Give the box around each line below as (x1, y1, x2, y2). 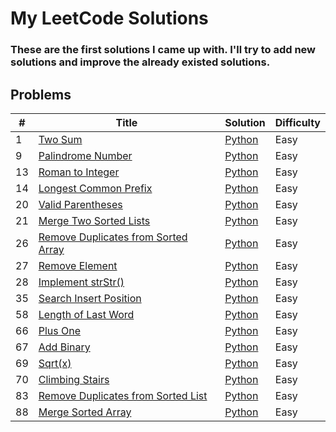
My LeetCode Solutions (10, 7, 209, 30)
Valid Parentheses (38, 197, 123, 211)
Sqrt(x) (38, 356, 72, 370)
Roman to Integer (38, 165, 120, 179)
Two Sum (38, 132, 83, 146)
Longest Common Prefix (38, 181, 153, 195)
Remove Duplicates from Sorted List (38, 388, 208, 402)
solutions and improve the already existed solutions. (10, 55, 271, 69)
